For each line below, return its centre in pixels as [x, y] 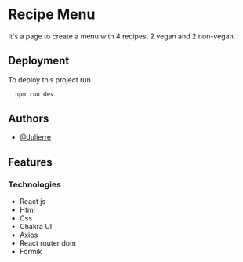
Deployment [39, 61]
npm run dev [35, 94]
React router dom [48, 243]
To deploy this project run [50, 79]
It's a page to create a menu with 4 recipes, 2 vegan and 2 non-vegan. [122, 36]
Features [30, 162]
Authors [29, 119]
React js [33, 202]
